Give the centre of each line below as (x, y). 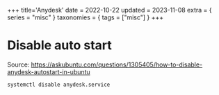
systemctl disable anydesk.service (59, 85)
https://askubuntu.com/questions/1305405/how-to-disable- (117, 64)
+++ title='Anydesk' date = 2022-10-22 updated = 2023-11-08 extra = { (109, 10)
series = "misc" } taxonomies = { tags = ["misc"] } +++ (86, 17)
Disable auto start (60, 45)
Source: (18, 64)
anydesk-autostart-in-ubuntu (49, 71)
